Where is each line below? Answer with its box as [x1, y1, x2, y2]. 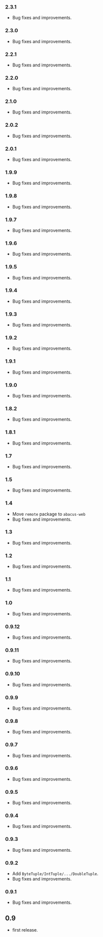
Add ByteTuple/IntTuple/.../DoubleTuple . [12, 871, 99, 877]
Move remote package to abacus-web [12, 511, 86, 517]
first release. [12, 927, 38, 933]
